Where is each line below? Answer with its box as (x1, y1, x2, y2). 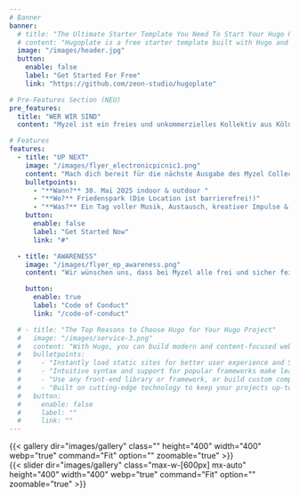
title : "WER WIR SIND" (17, 112, 101, 121)
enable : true (32, 293, 82, 302)
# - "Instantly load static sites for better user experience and (17, 358, 285, 368)
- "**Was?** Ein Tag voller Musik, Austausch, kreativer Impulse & (32, 202, 289, 212)
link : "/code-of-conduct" (32, 309, 129, 318)
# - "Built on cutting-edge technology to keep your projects (17, 383, 269, 392)
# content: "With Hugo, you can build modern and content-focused (17, 342, 277, 351)
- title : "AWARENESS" (17, 251, 98, 261)
